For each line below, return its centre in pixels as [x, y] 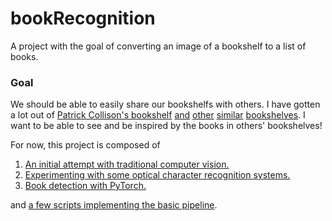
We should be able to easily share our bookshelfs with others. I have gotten [165, 104]
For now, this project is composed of [85, 145]
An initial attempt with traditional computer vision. [127, 164]
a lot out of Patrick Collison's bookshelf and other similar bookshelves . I [158, 115]
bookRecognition [83, 18]
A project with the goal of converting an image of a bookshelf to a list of [158, 46]
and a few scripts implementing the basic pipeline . [114, 205]
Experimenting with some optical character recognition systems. [157, 175]
